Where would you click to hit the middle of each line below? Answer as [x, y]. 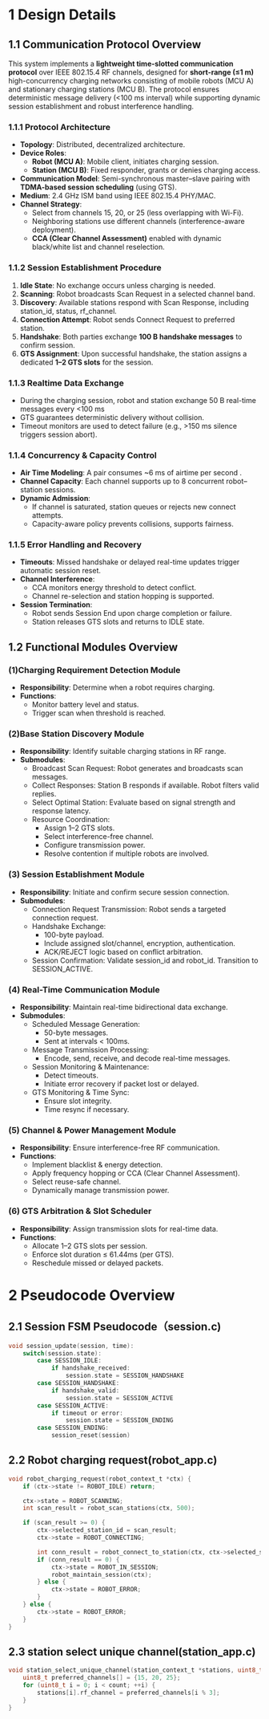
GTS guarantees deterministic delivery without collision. [112, 417]
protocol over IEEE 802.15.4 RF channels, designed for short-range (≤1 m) [131, 72]
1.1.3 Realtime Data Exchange [66, 383]
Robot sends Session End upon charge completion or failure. [132, 613]
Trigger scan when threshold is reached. [98, 713]
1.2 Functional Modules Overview [93, 647]
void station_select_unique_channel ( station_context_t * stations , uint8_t [136, 1670]
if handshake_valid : [85, 1391]
